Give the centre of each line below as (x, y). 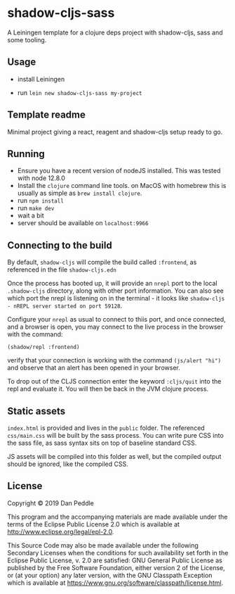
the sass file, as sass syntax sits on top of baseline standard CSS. (102, 443)
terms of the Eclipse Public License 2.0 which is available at (94, 524)
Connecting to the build (60, 245)
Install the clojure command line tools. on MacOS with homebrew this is (122, 186)
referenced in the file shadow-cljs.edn (62, 270)
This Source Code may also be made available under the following (103, 545)
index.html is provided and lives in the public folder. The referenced (106, 428)
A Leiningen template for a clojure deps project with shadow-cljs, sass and (115, 32)
